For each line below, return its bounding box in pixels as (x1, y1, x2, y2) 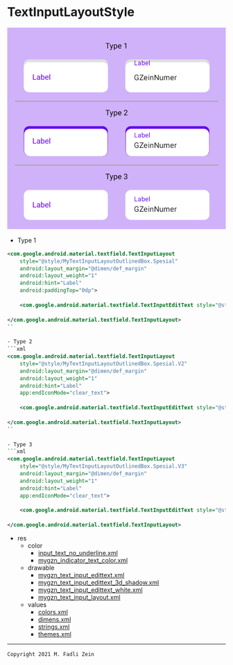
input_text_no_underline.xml (37, 549, 118, 557)
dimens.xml (37, 616, 71, 624)
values (27, 600, 47, 609)
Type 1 (17, 236, 37, 244)
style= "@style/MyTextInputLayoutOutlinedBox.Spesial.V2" (19, 360, 188, 367)
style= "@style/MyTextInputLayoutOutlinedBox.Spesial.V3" (19, 463, 188, 470)
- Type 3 (7, 441, 33, 448)
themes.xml (37, 630, 71, 639)
